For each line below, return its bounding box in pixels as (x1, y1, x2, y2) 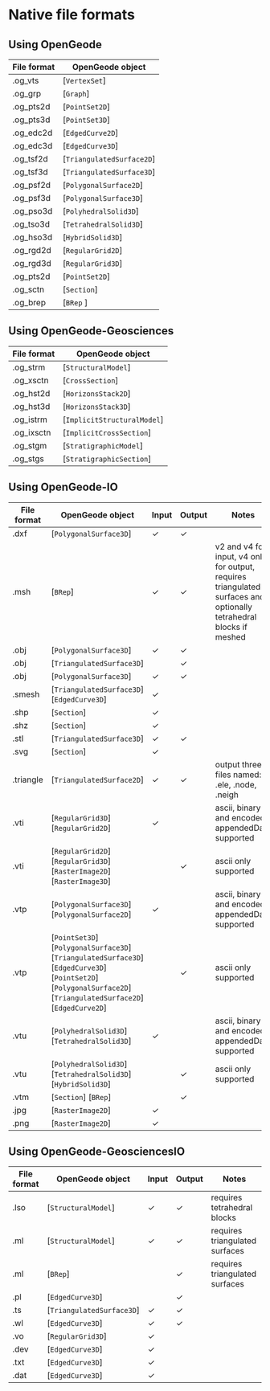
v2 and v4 (215, 541, 254, 552)
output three (215, 759, 263, 770)
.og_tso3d (12, 219, 51, 230)
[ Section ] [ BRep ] (51, 1091, 112, 1103)
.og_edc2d (12, 127, 53, 138)
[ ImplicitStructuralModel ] (63, 414, 164, 425)
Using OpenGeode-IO (8, 481, 118, 494)
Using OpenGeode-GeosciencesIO (8, 1145, 186, 1159)
